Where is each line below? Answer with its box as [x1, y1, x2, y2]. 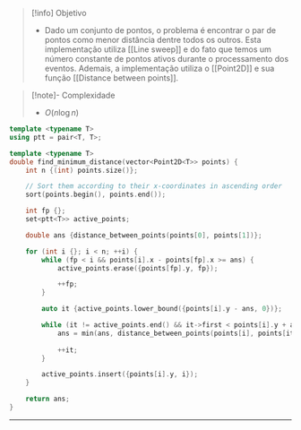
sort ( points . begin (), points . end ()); [25, 190, 167, 200]
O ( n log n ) [44, 107, 79, 117]
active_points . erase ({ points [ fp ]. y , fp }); [56, 263, 219, 272]
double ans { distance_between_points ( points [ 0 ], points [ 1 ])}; [25, 230, 262, 240]
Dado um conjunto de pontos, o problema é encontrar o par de [44, 25, 276, 35]
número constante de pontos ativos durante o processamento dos [44, 54, 289, 64]
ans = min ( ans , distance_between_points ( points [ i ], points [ [56, 329, 287, 338]
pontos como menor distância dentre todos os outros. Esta [44, 35, 262, 45]
